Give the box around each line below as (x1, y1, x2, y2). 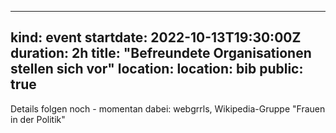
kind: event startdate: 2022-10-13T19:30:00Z (10, 29, 302, 46)
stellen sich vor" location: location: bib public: (10, 61, 304, 78)
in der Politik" (10, 113, 66, 125)
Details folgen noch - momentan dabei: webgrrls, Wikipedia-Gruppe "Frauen (10, 102, 326, 115)
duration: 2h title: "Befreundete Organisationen (10, 45, 312, 62)
